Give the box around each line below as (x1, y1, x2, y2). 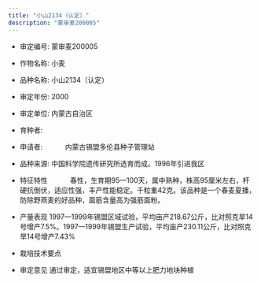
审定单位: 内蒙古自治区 (19, 108, 93, 118)
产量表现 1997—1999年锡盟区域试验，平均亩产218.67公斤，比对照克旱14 (19, 212, 253, 221)
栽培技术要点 (19, 248, 61, 258)
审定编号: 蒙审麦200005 (19, 41, 98, 51)
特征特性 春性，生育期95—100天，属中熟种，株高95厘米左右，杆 (19, 175, 250, 185)
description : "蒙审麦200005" (8, 19, 101, 27)
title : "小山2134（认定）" (8, 11, 90, 20)
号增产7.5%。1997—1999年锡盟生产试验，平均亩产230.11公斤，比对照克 (19, 221, 252, 231)
